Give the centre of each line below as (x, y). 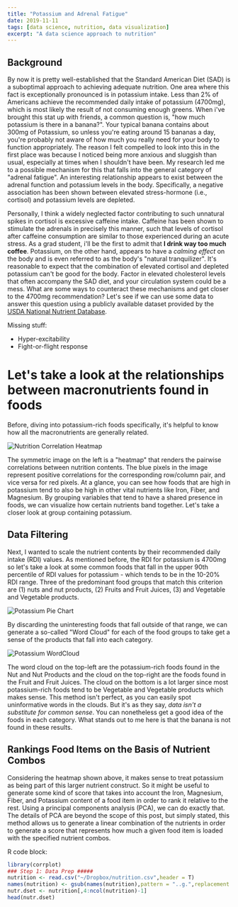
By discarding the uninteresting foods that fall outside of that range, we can (118, 624)
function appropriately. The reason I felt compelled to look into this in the (113, 147)
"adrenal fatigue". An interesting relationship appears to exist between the (115, 177)
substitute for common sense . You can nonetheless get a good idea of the (115, 712)
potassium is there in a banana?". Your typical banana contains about (108, 125)
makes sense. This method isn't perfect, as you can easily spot (99, 697)
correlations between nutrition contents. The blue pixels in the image (108, 467)
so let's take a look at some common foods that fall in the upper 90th (108, 567)
